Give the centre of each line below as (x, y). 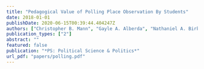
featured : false (27, 46)
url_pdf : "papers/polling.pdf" (46, 56)
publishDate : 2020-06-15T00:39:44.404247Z (61, 23)
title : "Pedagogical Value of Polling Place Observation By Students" (97, 12)
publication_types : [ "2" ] (39, 34)
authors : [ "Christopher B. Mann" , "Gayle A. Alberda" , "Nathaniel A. (96, 28)
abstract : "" (23, 40)
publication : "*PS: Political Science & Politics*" (73, 51)
